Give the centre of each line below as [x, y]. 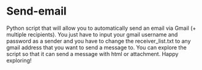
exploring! [19, 60]
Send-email [36, 11]
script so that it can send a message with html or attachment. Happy [92, 54]
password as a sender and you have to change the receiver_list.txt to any [99, 41]
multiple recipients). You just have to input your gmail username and [92, 34]
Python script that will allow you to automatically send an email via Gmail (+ [101, 28]
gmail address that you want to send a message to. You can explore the [96, 47]
